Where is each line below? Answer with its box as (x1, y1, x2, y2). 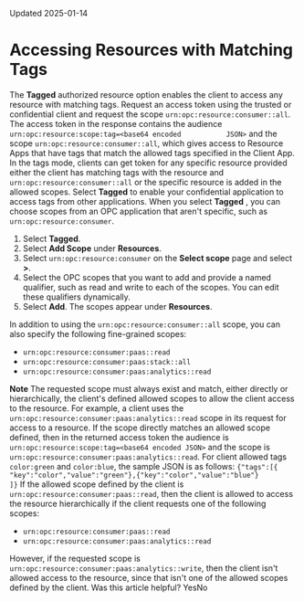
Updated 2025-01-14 (9, 8, 89, 18)
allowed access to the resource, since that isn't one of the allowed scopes (9, 572, 288, 583)
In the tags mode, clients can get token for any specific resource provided (9, 157, 288, 168)
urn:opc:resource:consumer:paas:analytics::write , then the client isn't (9, 562, 278, 574)
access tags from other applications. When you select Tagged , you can (9, 195, 281, 206)
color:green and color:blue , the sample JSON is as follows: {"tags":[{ (9, 460, 278, 471)
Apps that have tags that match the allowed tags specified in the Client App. (9, 147, 295, 158)
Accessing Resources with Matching (9, 40, 294, 60)
